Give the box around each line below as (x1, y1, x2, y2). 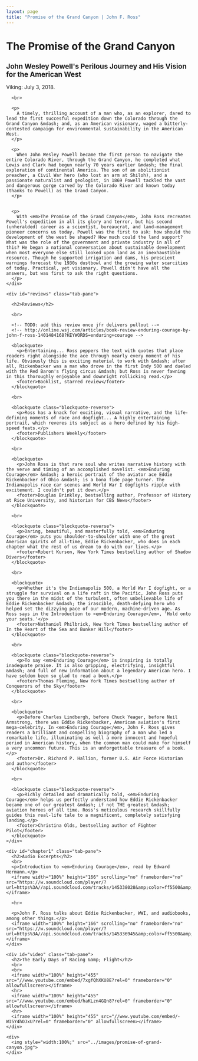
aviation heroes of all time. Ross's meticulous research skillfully (6, 807, 181, 813)
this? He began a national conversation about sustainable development (6, 245, 186, 251)
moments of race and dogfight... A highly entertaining (29, 415, 170, 421)
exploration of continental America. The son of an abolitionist (6, 167, 170, 173)
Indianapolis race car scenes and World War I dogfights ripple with (6, 482, 181, 488)
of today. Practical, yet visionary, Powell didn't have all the (6, 265, 170, 271)
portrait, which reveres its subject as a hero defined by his (6, 420, 165, 426)
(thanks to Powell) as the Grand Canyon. (6, 188, 110, 194)
